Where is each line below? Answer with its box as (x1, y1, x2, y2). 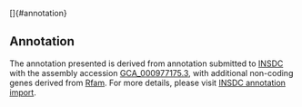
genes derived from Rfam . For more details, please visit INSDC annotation (9, 77, 287, 88)
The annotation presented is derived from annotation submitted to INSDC (9, 58, 284, 69)
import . (9, 86, 36, 98)
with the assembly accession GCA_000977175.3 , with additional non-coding (9, 67, 294, 78)
